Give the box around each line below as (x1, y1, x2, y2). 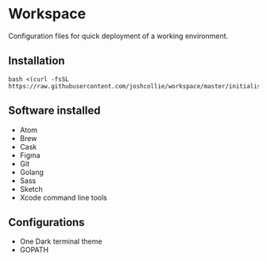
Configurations (8, 216, 85, 229)
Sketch (19, 184, 44, 193)
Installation (8, 54, 65, 68)
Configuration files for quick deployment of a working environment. (8, 31, 229, 41)
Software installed (8, 104, 101, 118)
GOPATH (19, 245, 49, 255)
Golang (19, 167, 44, 177)
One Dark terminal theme (19, 236, 103, 247)
